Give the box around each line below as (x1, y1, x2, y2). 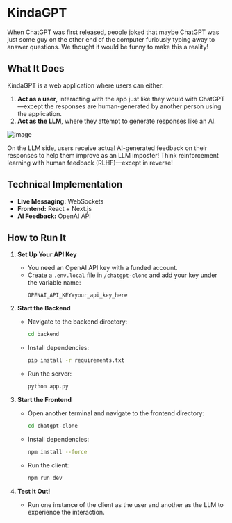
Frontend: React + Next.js (17, 204, 92, 213)
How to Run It (7, 231, 67, 244)
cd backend (27, 331, 60, 338)
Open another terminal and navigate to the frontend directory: (27, 409, 205, 417)
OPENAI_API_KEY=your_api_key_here (27, 292, 128, 299)
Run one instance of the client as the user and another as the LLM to (27, 500, 224, 508)
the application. (17, 109, 63, 117)
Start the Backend (17, 304, 71, 313)
